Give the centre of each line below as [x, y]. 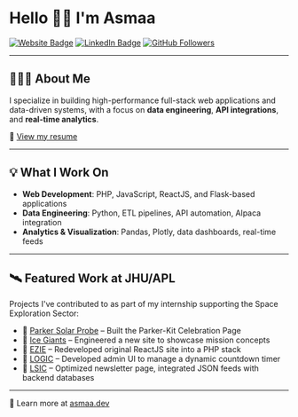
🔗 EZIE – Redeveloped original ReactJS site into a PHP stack [131, 350]
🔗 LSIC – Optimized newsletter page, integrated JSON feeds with [141, 368]
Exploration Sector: [44, 313]
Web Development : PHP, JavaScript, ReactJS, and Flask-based [138, 193]
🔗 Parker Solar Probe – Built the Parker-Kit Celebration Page [131, 331]
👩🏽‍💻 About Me [50, 79]
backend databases [58, 378]
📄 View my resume [43, 136]
